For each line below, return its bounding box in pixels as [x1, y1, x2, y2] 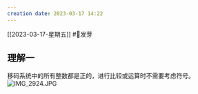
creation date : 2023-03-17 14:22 [7, 10, 103, 17]
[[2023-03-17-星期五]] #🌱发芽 [7, 30, 93, 38]
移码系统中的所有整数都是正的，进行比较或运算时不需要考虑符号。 [7, 72, 195, 80]
